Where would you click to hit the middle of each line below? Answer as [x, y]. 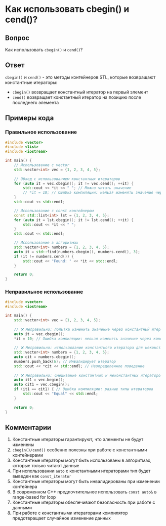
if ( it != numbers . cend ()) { [44, 256]
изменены [23, 445]
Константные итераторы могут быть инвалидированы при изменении [86, 482]
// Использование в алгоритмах [46, 243]
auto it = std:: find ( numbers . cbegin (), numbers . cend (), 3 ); [77, 252]
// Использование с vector [42, 165]
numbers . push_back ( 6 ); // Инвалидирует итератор [65, 361]
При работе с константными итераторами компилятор [70, 513]
